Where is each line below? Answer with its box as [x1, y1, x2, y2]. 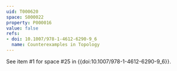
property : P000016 [6, 20, 52, 25]
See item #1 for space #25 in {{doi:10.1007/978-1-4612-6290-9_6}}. [6, 57, 172, 65]
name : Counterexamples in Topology [11, 42, 100, 48]
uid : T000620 [6, 8, 39, 15]
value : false [6, 25, 39, 31]
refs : [6, 31, 20, 37]
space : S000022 [6, 14, 44, 20]
